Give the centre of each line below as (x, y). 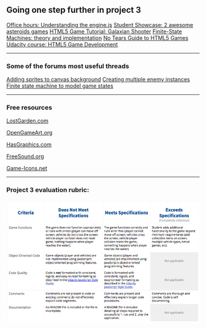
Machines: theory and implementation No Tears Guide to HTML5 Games (97, 38)
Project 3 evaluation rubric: (48, 190)
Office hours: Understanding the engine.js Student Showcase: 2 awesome (100, 25)
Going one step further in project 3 (74, 10)
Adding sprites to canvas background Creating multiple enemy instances (98, 80)
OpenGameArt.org (29, 133)
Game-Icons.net (27, 169)
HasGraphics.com (29, 145)
